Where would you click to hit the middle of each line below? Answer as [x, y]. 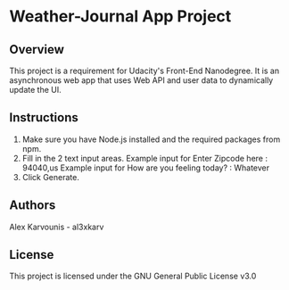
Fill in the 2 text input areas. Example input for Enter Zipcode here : [144, 158]
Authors [33, 206]
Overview [37, 50]
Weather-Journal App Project [120, 17]
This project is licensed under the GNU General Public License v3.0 [133, 276]
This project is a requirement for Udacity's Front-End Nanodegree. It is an [144, 70]
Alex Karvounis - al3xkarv [57, 227]
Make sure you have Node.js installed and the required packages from [151, 139]
